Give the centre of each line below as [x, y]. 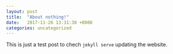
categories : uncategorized [39, 28]
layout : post [22, 11]
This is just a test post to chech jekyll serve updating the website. [87, 45]
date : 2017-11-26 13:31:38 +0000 [49, 22]
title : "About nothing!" [37, 17]
